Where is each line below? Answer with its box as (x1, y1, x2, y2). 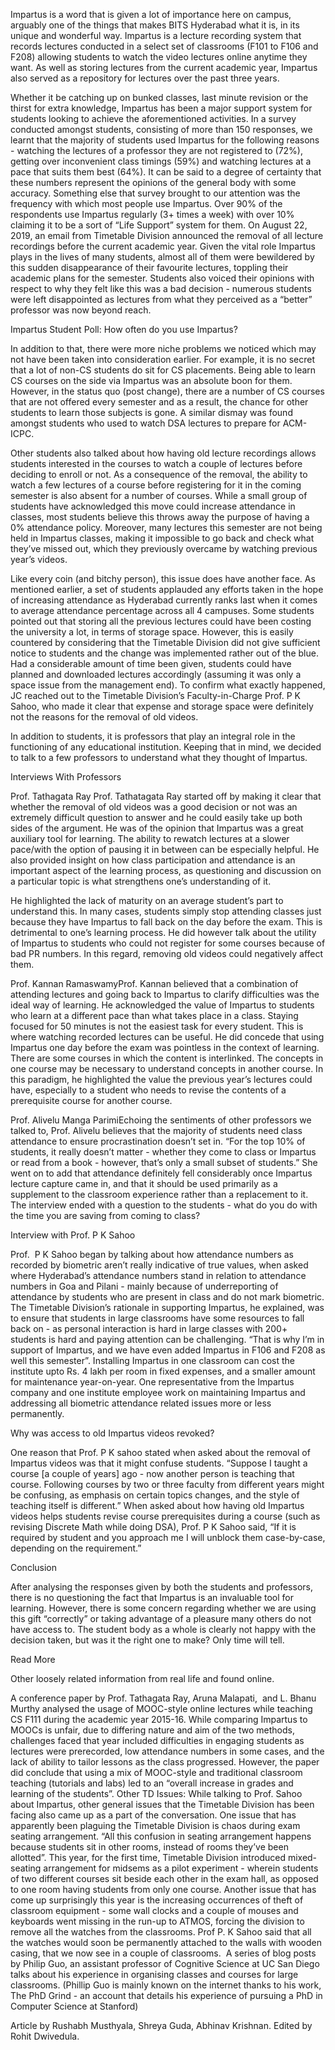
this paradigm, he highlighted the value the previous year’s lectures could (10, 1074, 313, 1085)
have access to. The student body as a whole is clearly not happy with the (10, 1624, 317, 1635)
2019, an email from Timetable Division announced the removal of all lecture (10, 230, 324, 241)
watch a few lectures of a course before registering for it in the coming (10, 479, 302, 491)
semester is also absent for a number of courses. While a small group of (10, 490, 308, 501)
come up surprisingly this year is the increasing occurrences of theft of (10, 1894, 304, 1906)
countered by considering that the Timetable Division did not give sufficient (10, 637, 321, 648)
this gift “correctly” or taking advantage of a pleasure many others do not (10, 1613, 312, 1624)
